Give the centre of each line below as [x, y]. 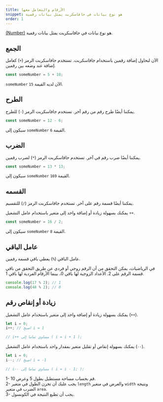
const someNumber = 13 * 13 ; [35, 166]
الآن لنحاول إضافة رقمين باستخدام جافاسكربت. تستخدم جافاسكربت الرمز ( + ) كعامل [82, 60]
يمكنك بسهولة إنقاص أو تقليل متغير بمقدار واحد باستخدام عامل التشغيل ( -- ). [75, 347]
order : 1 [15, 19]
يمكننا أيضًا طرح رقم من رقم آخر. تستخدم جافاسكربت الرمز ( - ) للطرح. [70, 111]
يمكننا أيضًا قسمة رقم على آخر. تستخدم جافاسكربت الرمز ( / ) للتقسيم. [70, 203]
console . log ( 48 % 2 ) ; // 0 [33, 287]
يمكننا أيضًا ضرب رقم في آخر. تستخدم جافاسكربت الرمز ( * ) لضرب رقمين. [73, 157]
